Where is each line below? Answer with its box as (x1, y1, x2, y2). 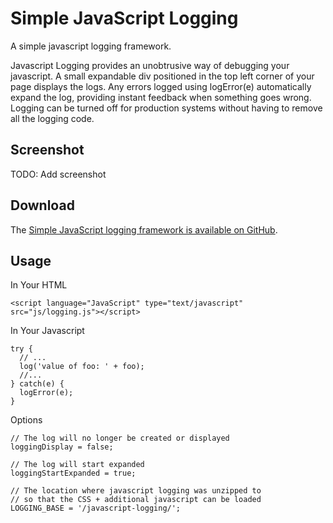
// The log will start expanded (10, 460, 145, 470)
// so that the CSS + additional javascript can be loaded (10, 495, 262, 505)
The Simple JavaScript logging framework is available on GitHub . (10, 223, 278, 236)
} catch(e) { (10, 379, 65, 389)
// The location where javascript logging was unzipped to (10, 486, 262, 496)
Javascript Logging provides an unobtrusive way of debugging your (10, 59, 290, 71)
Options (10, 414, 43, 426)
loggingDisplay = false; (10, 442, 114, 452)
